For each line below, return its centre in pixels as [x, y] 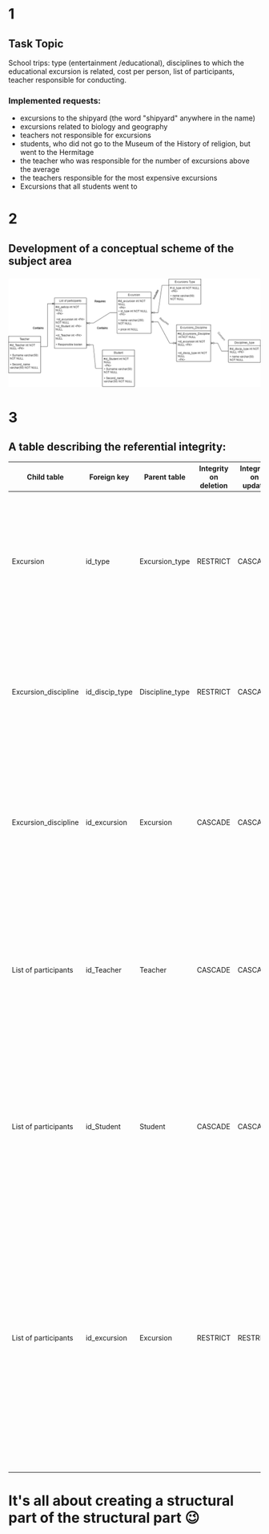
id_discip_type [109, 692]
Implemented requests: [55, 100]
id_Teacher [104, 970]
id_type [98, 561]
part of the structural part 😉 [104, 1518]
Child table [45, 477]
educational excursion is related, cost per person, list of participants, [121, 71]
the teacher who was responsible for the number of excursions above [134, 161]
